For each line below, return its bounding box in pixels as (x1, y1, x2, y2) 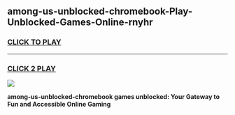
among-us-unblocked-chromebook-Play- (7, 6, 193, 17)
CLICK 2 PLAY (7, 63, 56, 73)
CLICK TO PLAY (7, 38, 62, 47)
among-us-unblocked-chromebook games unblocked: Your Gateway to (7, 92, 220, 100)
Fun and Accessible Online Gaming (7, 100, 111, 108)
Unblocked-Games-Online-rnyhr (7, 17, 153, 29)
